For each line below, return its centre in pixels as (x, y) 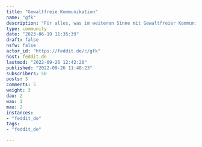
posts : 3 (17, 79)
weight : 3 (19, 90)
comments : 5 (21, 85)
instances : (20, 113)
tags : (13, 124)
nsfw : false (21, 46)
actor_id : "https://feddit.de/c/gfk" (54, 51)
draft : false (23, 40)
